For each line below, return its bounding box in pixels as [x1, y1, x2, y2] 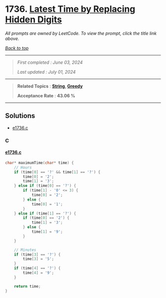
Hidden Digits [5, 14, 62, 25]
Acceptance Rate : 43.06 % [17, 92, 76, 98]
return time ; [14, 284, 41, 289]
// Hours [14, 165, 32, 170]
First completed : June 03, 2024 [17, 59, 83, 65]
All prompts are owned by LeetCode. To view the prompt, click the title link [5, 30, 157, 36]
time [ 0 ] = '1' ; [31, 202, 63, 207]
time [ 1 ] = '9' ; [31, 229, 63, 234]
